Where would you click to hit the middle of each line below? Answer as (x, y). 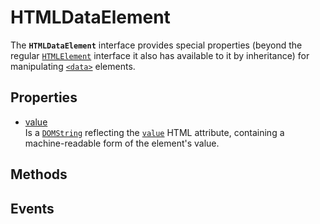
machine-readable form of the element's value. (122, 143)
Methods (39, 174)
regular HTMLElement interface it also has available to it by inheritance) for (160, 55)
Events (32, 208)
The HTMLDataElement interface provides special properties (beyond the (156, 45)
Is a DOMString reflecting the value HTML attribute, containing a (154, 132)
